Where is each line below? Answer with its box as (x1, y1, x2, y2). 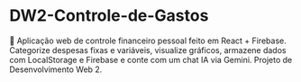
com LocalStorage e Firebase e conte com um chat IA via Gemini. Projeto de (9, 54, 293, 65)
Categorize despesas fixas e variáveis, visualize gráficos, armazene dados (9, 44, 287, 55)
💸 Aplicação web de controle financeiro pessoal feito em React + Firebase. (9, 35, 287, 46)
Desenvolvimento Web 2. (9, 64, 103, 75)
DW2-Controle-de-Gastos (9, 5, 209, 26)
